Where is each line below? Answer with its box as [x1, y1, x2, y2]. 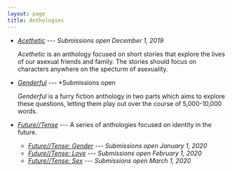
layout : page [7, 10, 46, 18]
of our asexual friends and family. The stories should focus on [17, 57, 197, 65]
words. [17, 107, 38, 115]
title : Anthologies [7, 17, 64, 24]
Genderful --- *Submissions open [17, 78, 116, 86]
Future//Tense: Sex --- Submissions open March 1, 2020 [27, 156, 191, 165]
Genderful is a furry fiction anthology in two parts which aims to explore [17, 92, 226, 100]
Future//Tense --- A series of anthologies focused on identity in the [17, 120, 212, 128]
